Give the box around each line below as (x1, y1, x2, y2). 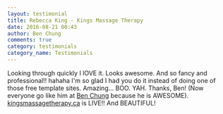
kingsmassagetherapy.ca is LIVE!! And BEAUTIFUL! (7, 99, 157, 107)
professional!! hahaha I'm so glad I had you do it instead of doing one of (7, 76, 217, 84)
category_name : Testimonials (7, 50, 93, 57)
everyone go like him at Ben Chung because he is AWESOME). (7, 91, 189, 99)
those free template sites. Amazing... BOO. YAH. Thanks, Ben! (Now (7, 84, 204, 92)
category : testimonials (7, 43, 78, 50)
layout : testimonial (7, 10, 68, 18)
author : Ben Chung (7, 30, 61, 37)
